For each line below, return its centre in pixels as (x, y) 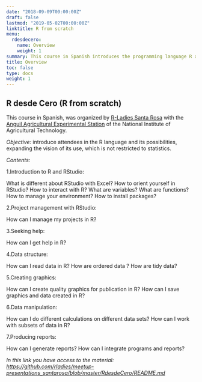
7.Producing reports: (32, 336)
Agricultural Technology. (37, 130)
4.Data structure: (27, 254)
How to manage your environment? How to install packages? (81, 196)
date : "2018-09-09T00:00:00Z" (44, 12)
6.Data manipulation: (32, 307)
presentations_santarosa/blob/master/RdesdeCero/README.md (86, 372)
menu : (13, 34)
